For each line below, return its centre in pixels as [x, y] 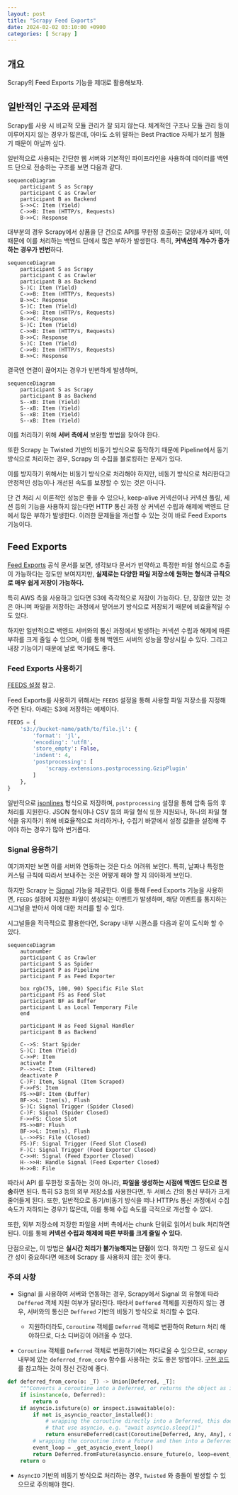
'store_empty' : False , [66, 749]
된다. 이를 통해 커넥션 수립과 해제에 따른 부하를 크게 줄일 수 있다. [95, 1233]
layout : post [27, 14]
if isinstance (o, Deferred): [63, 1395]
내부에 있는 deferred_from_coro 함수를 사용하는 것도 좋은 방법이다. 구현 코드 [124, 1360]
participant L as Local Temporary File [79, 1007]
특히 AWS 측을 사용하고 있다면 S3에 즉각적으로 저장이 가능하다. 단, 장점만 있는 [115, 598]
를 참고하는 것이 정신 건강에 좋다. [63, 1368]
